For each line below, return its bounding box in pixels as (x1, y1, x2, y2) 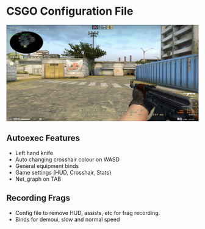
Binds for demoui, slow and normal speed (15, 216, 120, 223)
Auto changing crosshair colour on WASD (15, 156, 120, 163)
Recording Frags (6, 193, 70, 203)
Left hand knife (15, 149, 54, 156)
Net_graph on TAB (15, 175, 62, 183)
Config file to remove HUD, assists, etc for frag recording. (15, 209, 160, 216)
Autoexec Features (6, 133, 81, 144)
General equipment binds (15, 162, 79, 169)
